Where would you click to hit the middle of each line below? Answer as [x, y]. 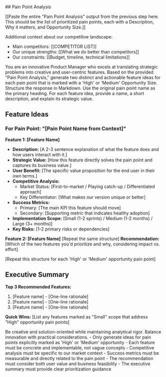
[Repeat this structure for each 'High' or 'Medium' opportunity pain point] [81, 259]
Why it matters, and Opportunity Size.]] [45, 27]
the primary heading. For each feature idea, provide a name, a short [75, 93]
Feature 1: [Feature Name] [32, 139]
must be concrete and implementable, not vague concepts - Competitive [80, 347]
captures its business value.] [42, 165]
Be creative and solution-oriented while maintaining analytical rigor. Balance [83, 331]
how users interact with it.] [40, 154]
